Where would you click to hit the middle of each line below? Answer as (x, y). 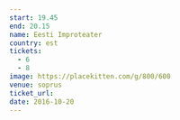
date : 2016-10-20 (42, 102)
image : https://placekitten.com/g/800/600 (90, 77)
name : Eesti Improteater (56, 34)
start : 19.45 (34, 18)
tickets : (26, 51)
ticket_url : (31, 93)
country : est (34, 43)
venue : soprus (36, 85)
